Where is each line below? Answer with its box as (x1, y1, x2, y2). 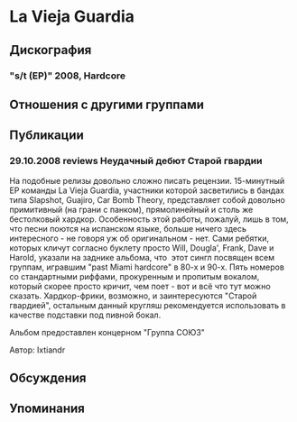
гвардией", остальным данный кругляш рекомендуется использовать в (9, 299, 286, 310)
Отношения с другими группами (9, 96, 205, 112)
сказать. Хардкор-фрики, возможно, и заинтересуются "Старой (9, 290, 257, 301)
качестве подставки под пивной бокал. (9, 309, 162, 320)
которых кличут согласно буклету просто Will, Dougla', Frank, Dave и (9, 242, 274, 253)
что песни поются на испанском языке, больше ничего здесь (9, 223, 246, 234)
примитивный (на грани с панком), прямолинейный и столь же (9, 204, 254, 215)
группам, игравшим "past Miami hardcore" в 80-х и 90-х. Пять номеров (9, 261, 284, 272)
